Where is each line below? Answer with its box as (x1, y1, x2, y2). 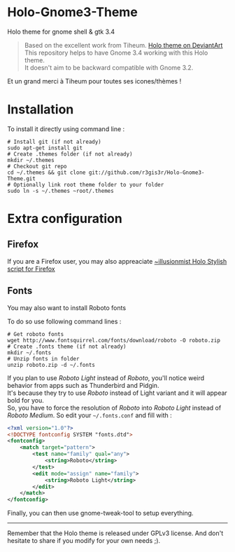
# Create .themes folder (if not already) (7, 150, 133, 158)
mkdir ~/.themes (7, 156, 55, 163)
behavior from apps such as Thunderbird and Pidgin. (7, 381, 159, 389)
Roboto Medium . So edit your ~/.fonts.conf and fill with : (7, 411, 173, 419)
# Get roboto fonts (7, 330, 64, 337)
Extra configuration (7, 211, 122, 227)
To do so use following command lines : (7, 317, 122, 325)
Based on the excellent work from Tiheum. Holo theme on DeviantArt (24, 41, 223, 49)
